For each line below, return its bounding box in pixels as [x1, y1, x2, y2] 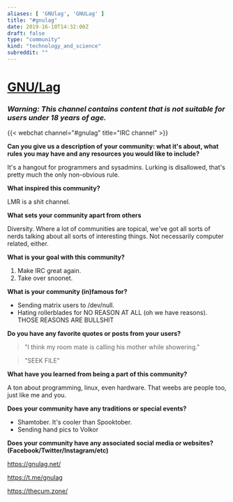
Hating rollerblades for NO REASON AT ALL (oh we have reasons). [17, 309, 208, 317]
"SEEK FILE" [24, 357, 61, 365]
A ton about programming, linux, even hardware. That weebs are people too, [7, 383, 227, 392]
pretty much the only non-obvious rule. [7, 170, 120, 179]
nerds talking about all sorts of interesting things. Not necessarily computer [7, 232, 225, 241]
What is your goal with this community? [7, 253, 126, 262]
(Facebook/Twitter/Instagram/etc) [7, 446, 109, 455]
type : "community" [7, 36, 61, 43]
